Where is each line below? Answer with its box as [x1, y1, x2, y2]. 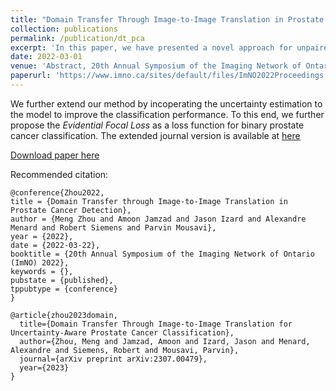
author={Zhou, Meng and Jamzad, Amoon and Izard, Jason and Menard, [19, 336, 311, 346]
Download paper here [10, 149, 100, 161]
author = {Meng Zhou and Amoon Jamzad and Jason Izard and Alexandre [10, 214, 307, 224]
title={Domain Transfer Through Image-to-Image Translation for [19, 319, 293, 329]
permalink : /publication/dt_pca [10, 33, 145, 43]
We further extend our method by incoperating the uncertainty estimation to [10, 97, 323, 110]
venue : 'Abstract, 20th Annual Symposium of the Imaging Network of [10, 61, 302, 71]
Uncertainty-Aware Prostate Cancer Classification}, [10, 327, 235, 338]
